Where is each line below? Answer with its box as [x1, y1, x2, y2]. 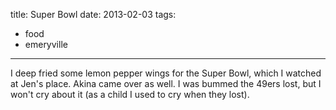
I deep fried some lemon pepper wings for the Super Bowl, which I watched [10, 67, 322, 79]
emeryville [24, 39, 68, 50]
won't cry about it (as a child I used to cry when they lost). [10, 89, 250, 100]
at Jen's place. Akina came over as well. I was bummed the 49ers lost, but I [10, 78, 322, 89]
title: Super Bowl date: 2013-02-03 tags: [10, 9, 177, 20]
